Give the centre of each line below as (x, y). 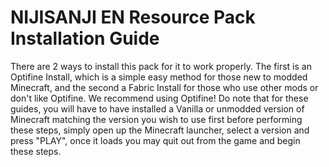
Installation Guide (85, 38)
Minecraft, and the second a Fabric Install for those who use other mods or (164, 87)
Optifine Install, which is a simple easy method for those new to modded (159, 77)
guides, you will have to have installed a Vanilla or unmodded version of (157, 108)
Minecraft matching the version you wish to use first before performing (156, 119)
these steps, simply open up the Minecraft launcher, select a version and (160, 130)
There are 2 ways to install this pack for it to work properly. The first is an (161, 66)
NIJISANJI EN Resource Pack (133, 17)
